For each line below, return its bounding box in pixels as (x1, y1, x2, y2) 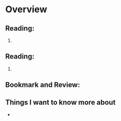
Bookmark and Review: (5, 81, 80, 89)
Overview (5, 4, 47, 15)
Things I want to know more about (5, 98, 116, 107)
